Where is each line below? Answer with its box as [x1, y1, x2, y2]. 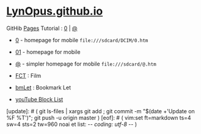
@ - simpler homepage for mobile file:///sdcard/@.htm [15, 60, 157, 67]
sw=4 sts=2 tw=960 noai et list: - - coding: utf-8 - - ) [6, 121, 137, 128]
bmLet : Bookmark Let [15, 84, 71, 91]
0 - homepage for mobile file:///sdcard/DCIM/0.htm [15, 36, 148, 43]
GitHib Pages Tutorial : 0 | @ [6, 24, 78, 32]
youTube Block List [15, 95, 64, 103]
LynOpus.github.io [6, 4, 103, 18]
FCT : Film [15, 72, 42, 79]
